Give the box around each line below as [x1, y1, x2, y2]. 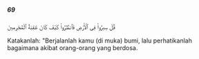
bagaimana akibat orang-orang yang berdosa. [7, 43, 138, 51]
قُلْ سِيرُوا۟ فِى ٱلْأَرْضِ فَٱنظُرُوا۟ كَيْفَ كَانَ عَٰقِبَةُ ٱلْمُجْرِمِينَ [7, 23, 115, 31]
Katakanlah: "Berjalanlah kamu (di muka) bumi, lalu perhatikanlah [7, 36, 192, 45]
